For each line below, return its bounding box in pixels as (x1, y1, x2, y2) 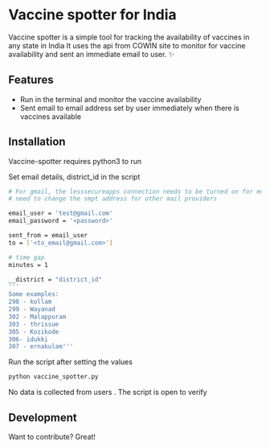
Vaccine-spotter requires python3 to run (8, 156, 142, 166)
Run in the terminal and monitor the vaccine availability (19, 94, 202, 104)
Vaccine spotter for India (8, 6, 177, 24)
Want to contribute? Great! (8, 432, 96, 442)
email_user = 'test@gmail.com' (8, 209, 113, 218)
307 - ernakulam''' (8, 343, 74, 351)
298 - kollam (8, 298, 52, 306)
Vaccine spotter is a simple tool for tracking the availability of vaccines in (8, 32, 250, 42)
